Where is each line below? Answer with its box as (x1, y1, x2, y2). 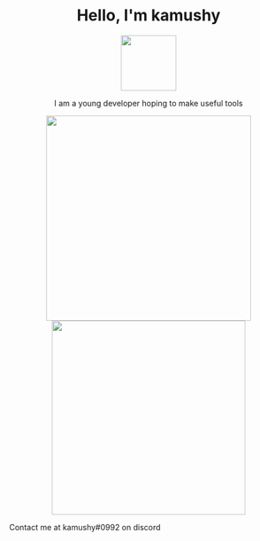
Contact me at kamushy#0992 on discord (9, 521, 161, 532)
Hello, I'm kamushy (76, 5, 221, 26)
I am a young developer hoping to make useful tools (54, 98, 243, 108)
